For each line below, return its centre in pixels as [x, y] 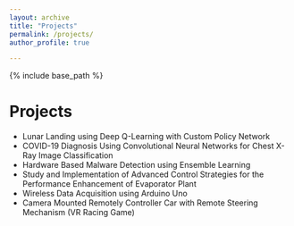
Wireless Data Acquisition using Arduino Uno [105, 194]
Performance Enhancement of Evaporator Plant [109, 184]
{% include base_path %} [56, 76]
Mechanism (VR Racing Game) [79, 213]
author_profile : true [50, 42]
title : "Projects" [43, 26]
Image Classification [76, 155]
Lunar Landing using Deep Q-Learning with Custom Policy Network [146, 137]
